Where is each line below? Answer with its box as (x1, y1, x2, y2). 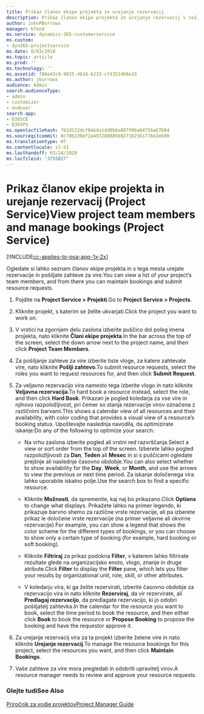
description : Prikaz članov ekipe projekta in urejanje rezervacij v (6, 15, 186, 21)
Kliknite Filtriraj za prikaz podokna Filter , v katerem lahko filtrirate (24, 553, 189, 560)
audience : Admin (6, 83, 47, 89)
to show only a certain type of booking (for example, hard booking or (24, 534, 197, 542)
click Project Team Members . (15, 345, 90, 352)
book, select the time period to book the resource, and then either (24, 609, 189, 616)
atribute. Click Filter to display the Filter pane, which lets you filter (24, 565, 188, 573)
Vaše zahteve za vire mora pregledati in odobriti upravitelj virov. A (15, 665, 178, 672)
